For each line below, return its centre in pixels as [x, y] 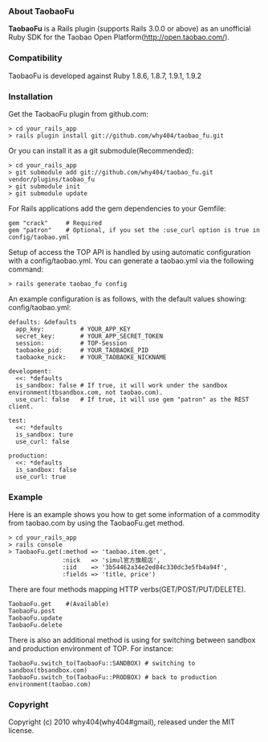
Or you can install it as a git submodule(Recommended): [101, 150]
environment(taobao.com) [50, 685]
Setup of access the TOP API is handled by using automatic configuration [130, 252]
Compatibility [35, 58]
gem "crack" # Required [55, 223]
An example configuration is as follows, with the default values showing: [128, 298]
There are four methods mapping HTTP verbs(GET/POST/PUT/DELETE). [127, 589]
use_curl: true [41, 477]
